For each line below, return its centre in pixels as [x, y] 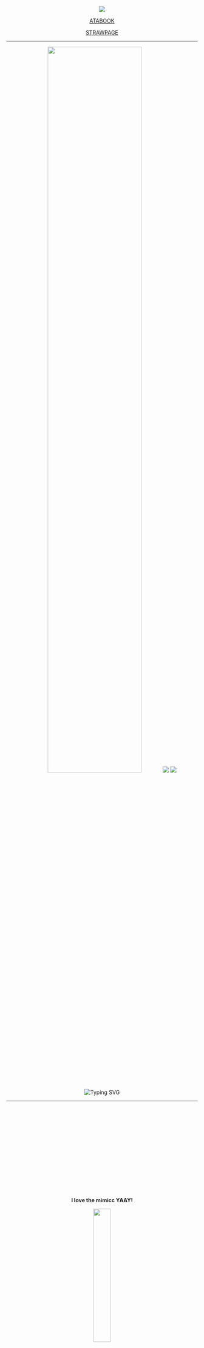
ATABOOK [102, 21]
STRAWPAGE [102, 33]
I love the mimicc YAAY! [102, 1200]
